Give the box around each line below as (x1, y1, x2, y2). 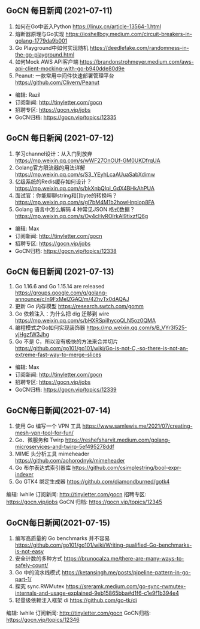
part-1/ (14, 576, 32, 583)
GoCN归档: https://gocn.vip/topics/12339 (14, 386, 117, 394)
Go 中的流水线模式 (14, 569, 61, 576)
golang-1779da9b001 (14, 37, 68, 44)
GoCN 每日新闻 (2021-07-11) (6, 5, 113, 16)
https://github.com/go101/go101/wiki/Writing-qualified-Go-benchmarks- (14, 541, 192, 548)
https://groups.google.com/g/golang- (14, 289, 108, 296)
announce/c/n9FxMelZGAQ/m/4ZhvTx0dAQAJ (14, 296, 130, 303)
